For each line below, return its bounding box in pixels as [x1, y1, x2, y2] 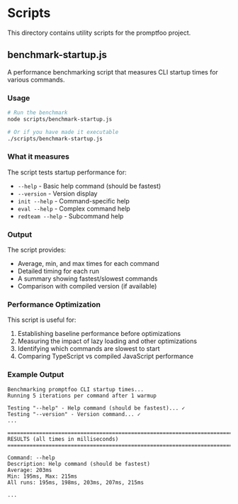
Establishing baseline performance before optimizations [17, 330, 181, 338]
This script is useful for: [7, 315, 76, 324]
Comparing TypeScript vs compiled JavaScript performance [17, 352, 193, 361]
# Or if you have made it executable [7, 128, 119, 135]
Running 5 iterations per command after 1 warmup [7, 392, 157, 399]
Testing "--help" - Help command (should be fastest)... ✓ [7, 404, 186, 412]
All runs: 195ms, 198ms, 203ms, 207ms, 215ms [7, 478, 144, 486]
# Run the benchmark [7, 109, 69, 116]
